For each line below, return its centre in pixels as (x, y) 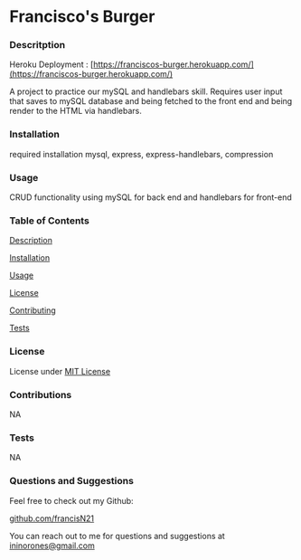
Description (31, 241)
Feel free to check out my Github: (71, 500)
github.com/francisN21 (52, 518)
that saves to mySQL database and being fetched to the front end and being (151, 101)
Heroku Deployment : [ (52, 64)
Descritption (38, 45)
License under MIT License (60, 371)
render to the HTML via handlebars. (75, 111)
